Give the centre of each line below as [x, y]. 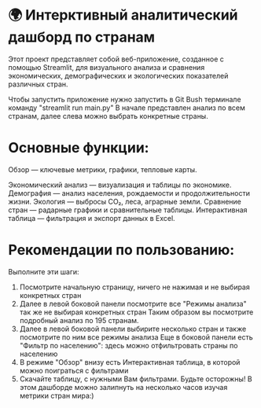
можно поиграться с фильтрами [74, 370]
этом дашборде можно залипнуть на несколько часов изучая [123, 387]
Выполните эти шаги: [44, 271]
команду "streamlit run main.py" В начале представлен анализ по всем [127, 108]
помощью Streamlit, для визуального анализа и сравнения [107, 67]
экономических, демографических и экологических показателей [118, 75]
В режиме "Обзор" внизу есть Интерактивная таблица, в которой [130, 362]
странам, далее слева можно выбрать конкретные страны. [108, 116]
